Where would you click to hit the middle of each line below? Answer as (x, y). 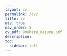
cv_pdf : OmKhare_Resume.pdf (34, 32)
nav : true (15, 23)
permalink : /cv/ (22, 14)
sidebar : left (24, 46)
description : (18, 37)
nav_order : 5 (18, 28)
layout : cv (16, 9)
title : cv (15, 19)
